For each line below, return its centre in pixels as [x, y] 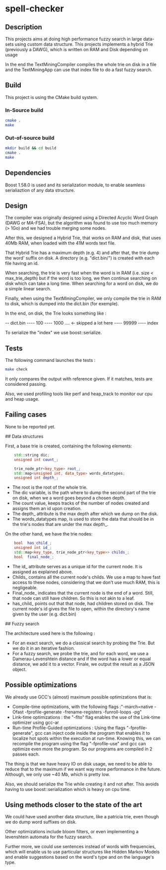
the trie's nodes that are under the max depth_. [60, 524]
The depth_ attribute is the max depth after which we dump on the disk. [85, 514]
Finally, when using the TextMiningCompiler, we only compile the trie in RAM [83, 298]
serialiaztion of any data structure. [40, 190]
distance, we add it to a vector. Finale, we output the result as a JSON [83, 664]
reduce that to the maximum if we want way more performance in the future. [83, 769]
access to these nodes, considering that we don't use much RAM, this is [86, 582]
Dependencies [28, 173]
